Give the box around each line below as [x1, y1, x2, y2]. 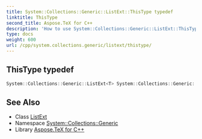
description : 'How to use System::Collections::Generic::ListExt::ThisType [6, 25, 200, 32]
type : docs [6, 31, 34, 37]
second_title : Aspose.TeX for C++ [6, 20, 93, 26]
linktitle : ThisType [6, 14, 58, 20]
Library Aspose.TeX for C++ [14, 126, 85, 133]
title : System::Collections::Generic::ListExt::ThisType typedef [6, 8, 173, 15]
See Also [6, 97, 40, 107]
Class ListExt [14, 113, 47, 120]
